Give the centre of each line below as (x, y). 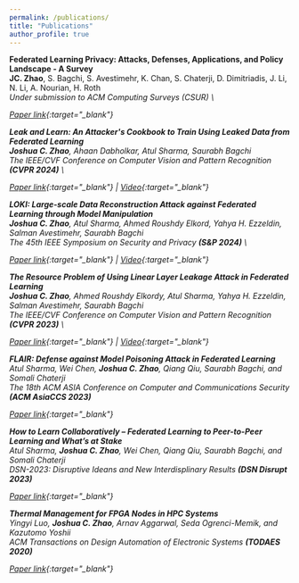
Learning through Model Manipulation (81, 214)
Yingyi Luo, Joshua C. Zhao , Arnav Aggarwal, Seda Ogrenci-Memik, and (144, 523)
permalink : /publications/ (59, 17)
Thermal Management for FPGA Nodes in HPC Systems (114, 513)
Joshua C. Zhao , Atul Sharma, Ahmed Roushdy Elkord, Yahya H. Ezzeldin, (145, 223)
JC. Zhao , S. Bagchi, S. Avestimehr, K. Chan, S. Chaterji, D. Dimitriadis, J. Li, (148, 79)
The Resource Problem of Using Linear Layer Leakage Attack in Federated (149, 277)
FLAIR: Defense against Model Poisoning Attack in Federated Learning (142, 359)
